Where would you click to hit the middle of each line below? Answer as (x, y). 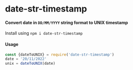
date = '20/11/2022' (26, 59)
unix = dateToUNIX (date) (30, 64)
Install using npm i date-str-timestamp (44, 33)
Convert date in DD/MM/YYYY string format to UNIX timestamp (66, 22)
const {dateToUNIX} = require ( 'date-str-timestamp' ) (60, 55)
